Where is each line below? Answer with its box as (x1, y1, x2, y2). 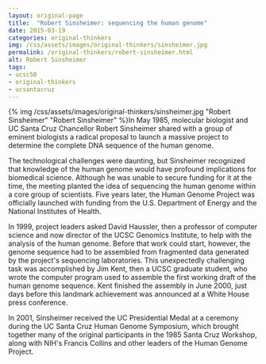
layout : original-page (8, 11, 83, 20)
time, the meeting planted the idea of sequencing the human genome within (8, 182, 256, 191)
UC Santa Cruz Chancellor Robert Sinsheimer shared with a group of (8, 124, 233, 133)
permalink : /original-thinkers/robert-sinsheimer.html (8, 48, 194, 56)
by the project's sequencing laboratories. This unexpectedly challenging (8, 255, 245, 266)
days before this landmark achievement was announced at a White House (8, 289, 250, 299)
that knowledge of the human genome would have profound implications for (8, 164, 256, 174)
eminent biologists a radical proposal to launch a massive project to (8, 132, 229, 142)
